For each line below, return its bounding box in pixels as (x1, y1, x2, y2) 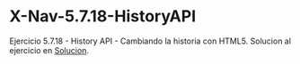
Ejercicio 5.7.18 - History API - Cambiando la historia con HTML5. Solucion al (9, 36, 292, 46)
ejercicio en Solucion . (9, 44, 90, 55)
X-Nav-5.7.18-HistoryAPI (9, 6, 197, 27)
